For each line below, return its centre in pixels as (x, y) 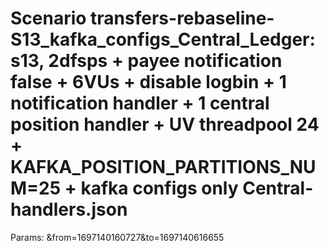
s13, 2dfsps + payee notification (146, 61)
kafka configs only (159, 188)
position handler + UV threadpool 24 (165, 124)
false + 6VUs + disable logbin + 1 (148, 82)
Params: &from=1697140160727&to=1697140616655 (117, 237)
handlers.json (69, 209)
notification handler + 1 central (140, 103)
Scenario (48, 18)
